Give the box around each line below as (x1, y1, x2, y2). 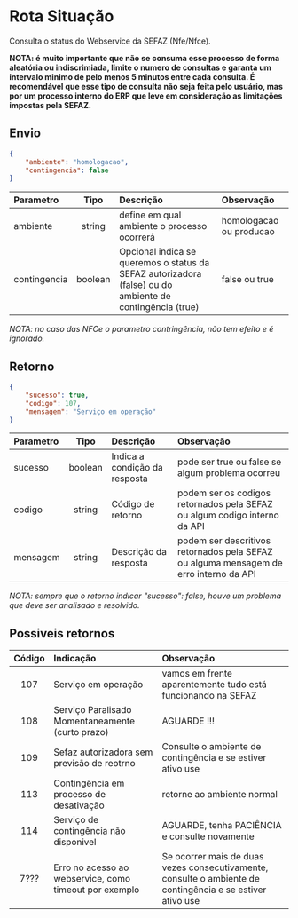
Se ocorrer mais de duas (161, 851, 264, 863)
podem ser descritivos (176, 534, 271, 547)
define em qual (119, 209, 182, 221)
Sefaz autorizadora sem (53, 746, 153, 758)
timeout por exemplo (53, 883, 140, 896)
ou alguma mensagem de (176, 557, 284, 569)
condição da (111, 462, 163, 474)
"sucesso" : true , (25, 391, 90, 400)
